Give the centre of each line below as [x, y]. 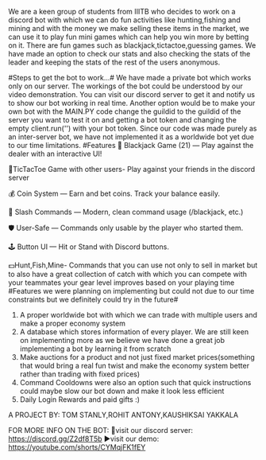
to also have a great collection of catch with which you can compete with [128, 274]
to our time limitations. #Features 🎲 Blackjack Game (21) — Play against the [131, 145]
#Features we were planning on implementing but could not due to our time [131, 291]
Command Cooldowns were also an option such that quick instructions [135, 382]
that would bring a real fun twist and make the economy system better [135, 366]
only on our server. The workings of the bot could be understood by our [126, 86]
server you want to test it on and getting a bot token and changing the [122, 120]
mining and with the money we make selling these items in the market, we [129, 28]
